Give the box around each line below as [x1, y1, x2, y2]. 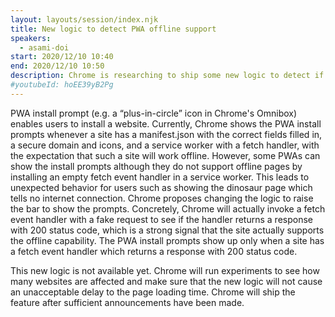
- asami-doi [19, 42, 70, 53]
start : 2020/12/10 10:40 [10, 52, 114, 62]
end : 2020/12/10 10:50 [10, 61, 105, 71]
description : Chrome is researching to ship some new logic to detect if [10, 71, 325, 81]
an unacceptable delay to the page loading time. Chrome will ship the [10, 286, 296, 298]
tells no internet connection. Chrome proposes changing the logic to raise [10, 192, 314, 204]
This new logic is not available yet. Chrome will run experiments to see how [10, 264, 320, 276]
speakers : [10, 33, 52, 43]
